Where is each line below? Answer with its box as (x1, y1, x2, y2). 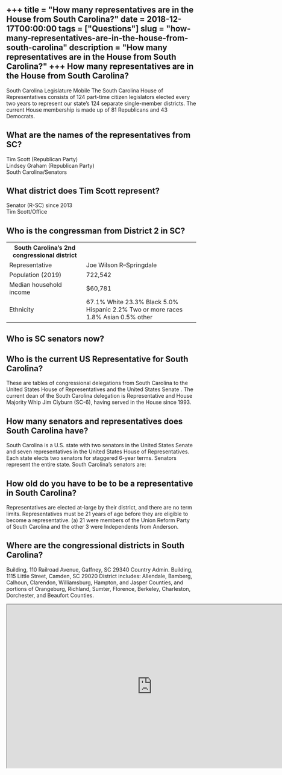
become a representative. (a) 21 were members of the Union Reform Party (6, 517, 190, 524)
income (9, 288, 31, 296)
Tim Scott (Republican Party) (6, 155, 78, 162)
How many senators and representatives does (6, 416, 183, 426)
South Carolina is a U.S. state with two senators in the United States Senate (6, 442, 193, 449)
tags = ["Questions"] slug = (58, 24, 164, 34)
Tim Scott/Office (6, 208, 48, 215)
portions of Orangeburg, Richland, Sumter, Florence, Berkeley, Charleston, (6, 585, 191, 592)
